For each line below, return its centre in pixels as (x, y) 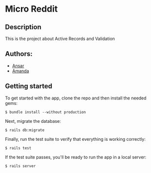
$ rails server (20, 166)
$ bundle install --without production (46, 112)
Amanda (20, 71)
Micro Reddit (31, 9)
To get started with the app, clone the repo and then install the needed (76, 98)
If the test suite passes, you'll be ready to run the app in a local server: (76, 157)
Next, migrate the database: (33, 121)
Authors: (19, 54)
